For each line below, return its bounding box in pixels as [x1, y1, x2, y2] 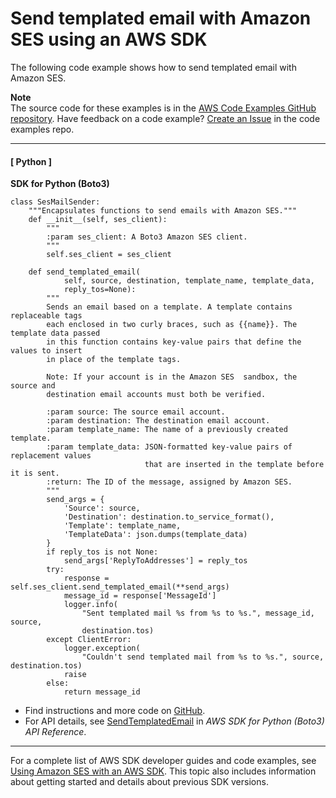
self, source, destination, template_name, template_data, [63, 276, 315, 286]
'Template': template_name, [63, 521, 182, 531]
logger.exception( [63, 643, 141, 654]
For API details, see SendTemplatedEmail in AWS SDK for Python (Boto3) [24, 715, 325, 727]
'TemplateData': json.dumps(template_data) [63, 530, 248, 540]
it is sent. [10, 468, 60, 479]
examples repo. [10, 123, 75, 135]
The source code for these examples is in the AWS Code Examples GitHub [10, 102, 317, 114]
